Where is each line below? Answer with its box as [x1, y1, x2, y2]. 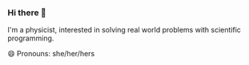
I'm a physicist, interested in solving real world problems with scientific [7, 25, 242, 35]
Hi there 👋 [7, 7, 47, 18]
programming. [7, 33, 54, 43]
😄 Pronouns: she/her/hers [7, 49, 95, 59]
